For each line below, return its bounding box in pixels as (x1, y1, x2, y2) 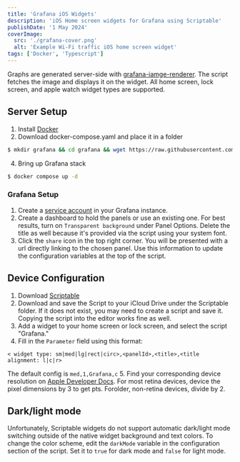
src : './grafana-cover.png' (14, 37, 98, 44)
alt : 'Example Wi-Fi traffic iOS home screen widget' (14, 44, 177, 51)
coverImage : (7, 30, 43, 38)
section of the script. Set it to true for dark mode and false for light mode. (7, 447, 226, 456)
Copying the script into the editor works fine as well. (17, 313, 171, 322)
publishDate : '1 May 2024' (7, 24, 88, 31)
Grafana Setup (7, 190, 59, 200)
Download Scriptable (17, 291, 80, 300)
